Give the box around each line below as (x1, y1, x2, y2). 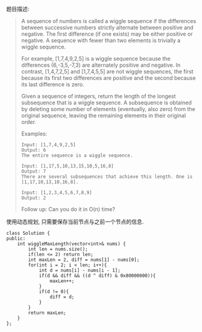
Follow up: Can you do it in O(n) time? (21, 206, 115, 212)
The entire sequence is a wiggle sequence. (21, 152, 133, 158)
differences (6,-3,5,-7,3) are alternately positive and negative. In (21, 61, 181, 69)
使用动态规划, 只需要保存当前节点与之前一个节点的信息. (6, 218, 144, 225)
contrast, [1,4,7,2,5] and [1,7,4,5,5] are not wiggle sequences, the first (21, 68, 194, 75)
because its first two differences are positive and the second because (21, 75, 196, 81)
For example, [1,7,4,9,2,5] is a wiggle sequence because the (21, 55, 171, 62)
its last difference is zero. (21, 81, 85, 88)
